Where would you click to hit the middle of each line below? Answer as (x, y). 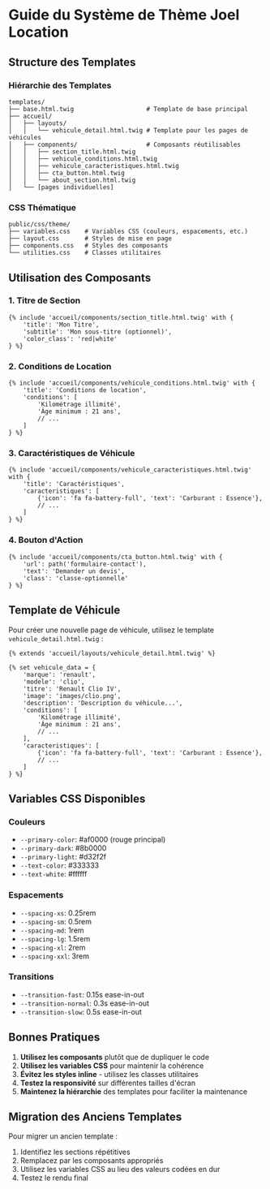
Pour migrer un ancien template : (63, 1136)
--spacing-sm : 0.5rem (56, 921)
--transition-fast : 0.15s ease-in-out (82, 994)
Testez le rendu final (54, 1178)
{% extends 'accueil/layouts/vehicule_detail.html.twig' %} (112, 653)
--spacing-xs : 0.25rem (58, 913)
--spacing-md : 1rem (52, 930)
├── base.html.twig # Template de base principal (129, 109)
